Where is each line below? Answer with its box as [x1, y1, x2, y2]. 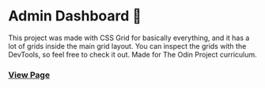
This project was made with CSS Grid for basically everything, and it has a [8, 33, 250, 42]
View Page [8, 69, 50, 80]
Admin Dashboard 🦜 [8, 7, 142, 25]
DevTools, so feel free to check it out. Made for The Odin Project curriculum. [8, 49, 257, 59]
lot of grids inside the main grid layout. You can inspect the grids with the [8, 41, 247, 50]
